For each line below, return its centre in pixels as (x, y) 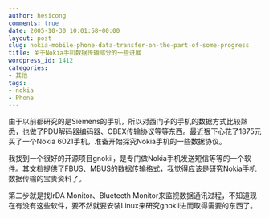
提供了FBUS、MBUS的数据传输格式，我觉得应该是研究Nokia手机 (150, 168)
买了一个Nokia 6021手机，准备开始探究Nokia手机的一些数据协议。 (117, 142)
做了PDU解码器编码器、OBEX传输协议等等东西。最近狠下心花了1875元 (145, 131)
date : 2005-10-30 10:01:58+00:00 (64, 30)
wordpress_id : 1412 (41, 61)
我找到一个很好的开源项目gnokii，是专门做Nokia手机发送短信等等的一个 (126, 159)
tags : (17, 83)
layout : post (30, 38)
